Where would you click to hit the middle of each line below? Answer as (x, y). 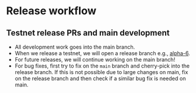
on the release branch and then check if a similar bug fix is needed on (100, 78)
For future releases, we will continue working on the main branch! (95, 60)
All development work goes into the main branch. (75, 47)
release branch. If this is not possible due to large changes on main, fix (101, 72)
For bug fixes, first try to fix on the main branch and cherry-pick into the (102, 66)
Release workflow (51, 11)
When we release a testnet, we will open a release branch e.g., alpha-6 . (102, 53)
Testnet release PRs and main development (88, 33)
